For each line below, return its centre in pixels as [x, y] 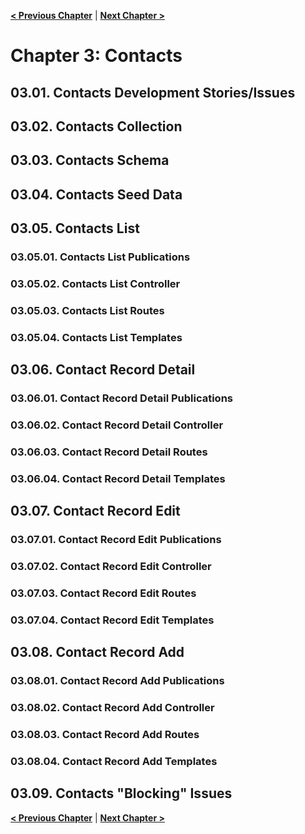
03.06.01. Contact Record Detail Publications [121, 398]
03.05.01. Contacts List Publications [100, 257]
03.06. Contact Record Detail [103, 370]
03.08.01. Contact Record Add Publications [117, 681]
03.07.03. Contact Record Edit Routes [103, 593]
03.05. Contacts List [75, 228]
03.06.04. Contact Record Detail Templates [118, 478]
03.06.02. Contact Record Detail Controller [117, 425]
